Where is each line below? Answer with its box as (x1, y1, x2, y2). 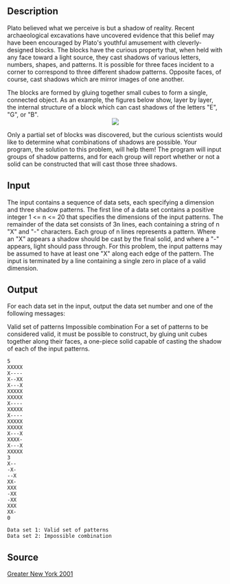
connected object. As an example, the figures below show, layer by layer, (7, 96, 214, 104)
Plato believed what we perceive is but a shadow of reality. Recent (7, 23, 195, 32)
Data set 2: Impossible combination (7, 533, 112, 540)
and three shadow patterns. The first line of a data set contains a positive (7, 205, 214, 213)
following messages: (7, 309, 65, 317)
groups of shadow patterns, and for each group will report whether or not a (7, 152, 220, 160)
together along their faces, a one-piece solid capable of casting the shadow (7, 337, 222, 346)
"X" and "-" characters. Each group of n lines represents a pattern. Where (7, 227, 216, 236)
